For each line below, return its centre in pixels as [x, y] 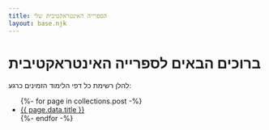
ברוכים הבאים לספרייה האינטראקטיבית [135, 63]
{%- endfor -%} [47, 119]
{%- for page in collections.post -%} [81, 101]
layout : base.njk [38, 23]
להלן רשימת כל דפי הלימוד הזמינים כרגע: [70, 86]
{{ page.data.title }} [52, 110]
